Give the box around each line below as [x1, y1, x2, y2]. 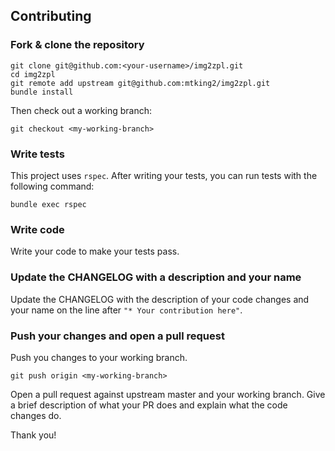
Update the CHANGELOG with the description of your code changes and [10, 293, 310, 305]
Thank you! [10, 429, 57, 441]
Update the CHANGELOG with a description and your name [10, 270, 302, 284]
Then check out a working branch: [10, 104, 152, 116]
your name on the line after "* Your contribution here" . [10, 304, 243, 316]
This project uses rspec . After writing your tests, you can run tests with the [10, 169, 318, 181]
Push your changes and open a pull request [10, 329, 225, 343]
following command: [10, 180, 95, 192]
